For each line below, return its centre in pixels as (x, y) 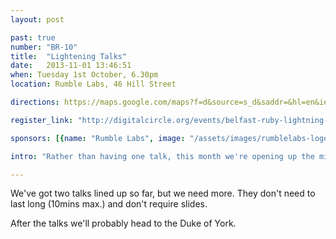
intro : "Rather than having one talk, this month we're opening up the (162, 156)
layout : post (37, 19)
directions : (35, 102)
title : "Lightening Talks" (69, 56)
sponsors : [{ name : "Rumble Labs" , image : (98, 138)
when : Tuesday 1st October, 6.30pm (84, 75)
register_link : (42, 120)
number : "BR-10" (44, 47)
